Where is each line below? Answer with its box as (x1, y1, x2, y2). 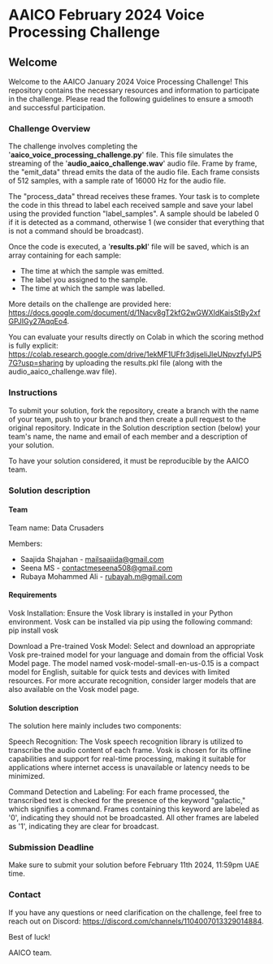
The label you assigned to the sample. (19, 275, 148, 285)
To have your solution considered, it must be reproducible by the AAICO (8, 456, 249, 465)
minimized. (8, 772, 45, 781)
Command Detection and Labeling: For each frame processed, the (8, 787, 230, 797)
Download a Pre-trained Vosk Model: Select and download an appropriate (8, 641, 256, 651)
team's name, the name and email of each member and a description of (8, 431, 248, 441)
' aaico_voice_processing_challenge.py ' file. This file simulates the (8, 150, 234, 160)
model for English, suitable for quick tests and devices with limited (8, 667, 230, 677)
